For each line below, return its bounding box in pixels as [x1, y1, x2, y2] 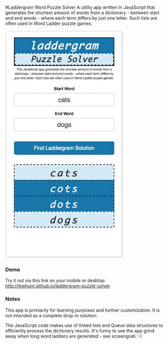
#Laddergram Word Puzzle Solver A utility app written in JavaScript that [5, 5, 155, 10]
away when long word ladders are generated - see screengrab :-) [5, 333, 142, 339]
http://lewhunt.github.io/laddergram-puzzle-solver [5, 283, 110, 289]
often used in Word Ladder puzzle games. [5, 20, 93, 26]
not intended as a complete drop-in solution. [5, 312, 98, 318]
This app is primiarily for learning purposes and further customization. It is [5, 307, 160, 313]
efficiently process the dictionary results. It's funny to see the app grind [5, 327, 155, 333]
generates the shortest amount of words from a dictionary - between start [5, 10, 159, 16]
